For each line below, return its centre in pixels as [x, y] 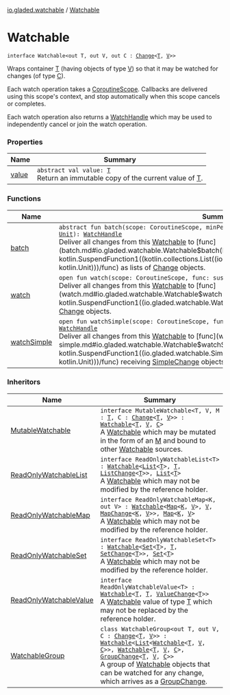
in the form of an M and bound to [153, 440]
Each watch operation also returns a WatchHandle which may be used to [110, 117]
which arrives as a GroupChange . [154, 681]
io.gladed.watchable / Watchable [53, 10]
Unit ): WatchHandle [90, 234]
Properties [25, 142]
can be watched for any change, [152, 672]
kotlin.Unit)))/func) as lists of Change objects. [132, 267]
